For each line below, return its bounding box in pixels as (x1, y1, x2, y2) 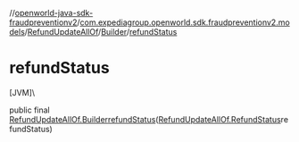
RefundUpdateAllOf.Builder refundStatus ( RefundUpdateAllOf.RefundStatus (9, 113, 281, 124)
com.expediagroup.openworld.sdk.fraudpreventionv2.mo (79, 17, 290, 28)
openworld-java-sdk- (14, 8, 94, 18)
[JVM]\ (9, 87, 36, 97)
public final (9, 104, 51, 115)
